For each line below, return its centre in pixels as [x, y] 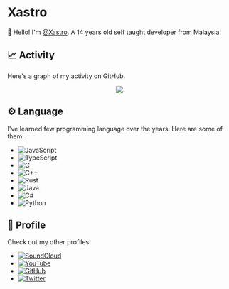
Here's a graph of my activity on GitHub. [66, 76]
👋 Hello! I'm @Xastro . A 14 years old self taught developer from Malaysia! [114, 32]
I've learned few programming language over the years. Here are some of [115, 129]
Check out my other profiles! [49, 242]
